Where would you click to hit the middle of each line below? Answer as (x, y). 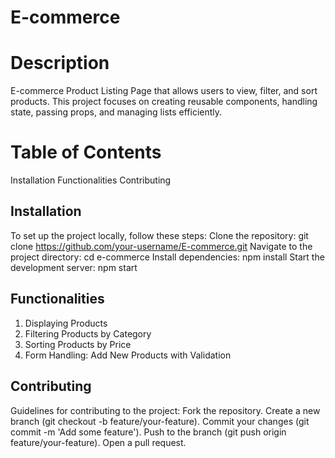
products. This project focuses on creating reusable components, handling (164, 102)
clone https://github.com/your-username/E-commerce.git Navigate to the (161, 246)
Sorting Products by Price (78, 344)
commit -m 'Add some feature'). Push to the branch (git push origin (148, 432)
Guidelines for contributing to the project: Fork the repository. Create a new (165, 410)
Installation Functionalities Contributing (91, 180)
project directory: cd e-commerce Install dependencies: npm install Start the (167, 257)
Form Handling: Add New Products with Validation (128, 355)
